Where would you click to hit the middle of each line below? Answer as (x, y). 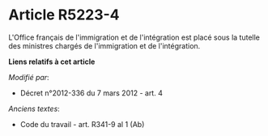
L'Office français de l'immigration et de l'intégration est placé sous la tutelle (134, 37)
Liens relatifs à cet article (52, 62)
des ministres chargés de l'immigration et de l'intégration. (104, 45)
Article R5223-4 (64, 15)
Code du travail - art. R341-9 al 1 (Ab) (82, 124)
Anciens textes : (34, 108)
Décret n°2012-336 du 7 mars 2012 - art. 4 (91, 93)
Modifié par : (29, 77)
